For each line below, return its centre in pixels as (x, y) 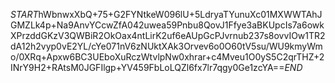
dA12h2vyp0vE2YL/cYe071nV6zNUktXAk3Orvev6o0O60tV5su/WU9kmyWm (166, 46)
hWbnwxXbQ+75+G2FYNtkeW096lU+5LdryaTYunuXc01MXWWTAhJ (180, 14)
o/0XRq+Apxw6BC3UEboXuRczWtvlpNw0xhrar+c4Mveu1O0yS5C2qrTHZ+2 (167, 57)
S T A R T (24, 14)
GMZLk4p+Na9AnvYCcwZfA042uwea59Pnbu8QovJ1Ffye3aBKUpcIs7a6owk (167, 25)
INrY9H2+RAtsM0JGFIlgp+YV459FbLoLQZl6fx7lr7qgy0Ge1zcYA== (147, 67)
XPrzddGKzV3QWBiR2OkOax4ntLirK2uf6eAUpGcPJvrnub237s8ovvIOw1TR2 (168, 35)
